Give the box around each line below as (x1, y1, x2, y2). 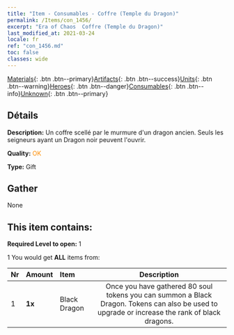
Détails (7, 109, 38, 122)
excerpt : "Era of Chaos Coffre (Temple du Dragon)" (7, 23, 164, 30)
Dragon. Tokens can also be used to (100, 299, 218, 309)
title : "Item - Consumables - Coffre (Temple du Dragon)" (7, 10, 179, 17)
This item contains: (7, 221, 93, 233)
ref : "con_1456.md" (7, 42, 64, 49)
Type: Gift (7, 162, 36, 171)
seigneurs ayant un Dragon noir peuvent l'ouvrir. (7, 135, 146, 143)
